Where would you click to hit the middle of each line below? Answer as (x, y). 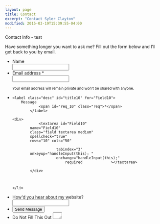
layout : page (18, 10)
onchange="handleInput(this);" (88, 158)
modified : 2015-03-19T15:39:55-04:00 (44, 23)
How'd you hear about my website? (48, 197)
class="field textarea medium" (62, 132)
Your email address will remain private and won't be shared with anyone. (73, 89)
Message (29, 102)
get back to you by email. (31, 52)
